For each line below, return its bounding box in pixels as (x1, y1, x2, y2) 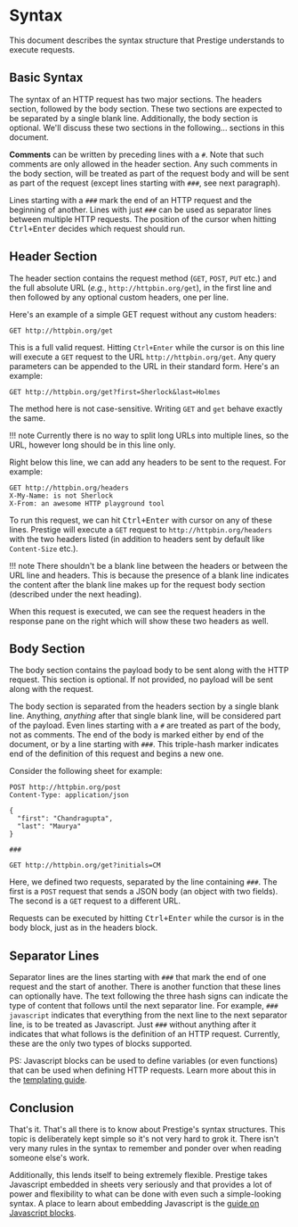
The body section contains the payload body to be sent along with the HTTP (9, 665, 289, 676)
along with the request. (9, 684, 94, 695)
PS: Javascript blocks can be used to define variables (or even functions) (9, 1056, 278, 1066)
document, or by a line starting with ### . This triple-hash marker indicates (9, 739, 279, 750)
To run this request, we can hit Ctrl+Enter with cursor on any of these (9, 515, 273, 525)
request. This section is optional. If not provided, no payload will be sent (9, 674, 274, 685)
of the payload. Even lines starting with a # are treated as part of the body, (9, 720, 281, 731)
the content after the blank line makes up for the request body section (9, 579, 266, 589)
